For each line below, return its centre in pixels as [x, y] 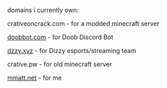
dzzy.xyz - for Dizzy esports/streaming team [72, 51]
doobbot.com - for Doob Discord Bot [60, 37]
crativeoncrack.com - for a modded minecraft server [83, 23]
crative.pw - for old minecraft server [60, 64]
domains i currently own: [43, 10]
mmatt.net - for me [34, 78]
